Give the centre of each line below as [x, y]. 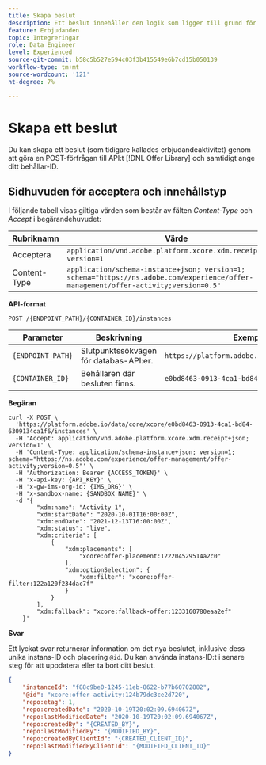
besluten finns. [108, 383]
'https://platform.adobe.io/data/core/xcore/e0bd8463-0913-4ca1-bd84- [134, 424]
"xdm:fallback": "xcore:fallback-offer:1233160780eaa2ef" [134, 612]
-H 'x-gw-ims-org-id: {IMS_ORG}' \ [74, 487]
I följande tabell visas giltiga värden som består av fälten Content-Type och [131, 211]
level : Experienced [40, 52]
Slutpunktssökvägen [118, 351]
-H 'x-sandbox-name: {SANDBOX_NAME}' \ [81, 494]
